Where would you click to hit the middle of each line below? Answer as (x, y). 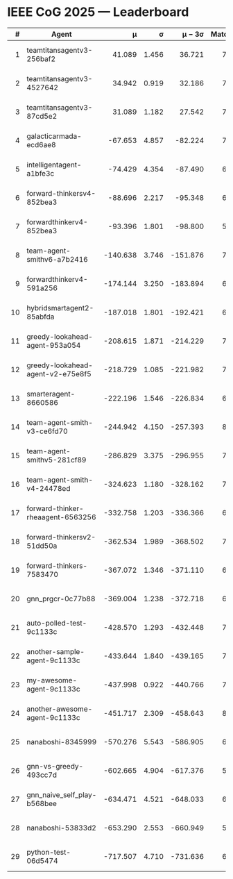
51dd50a (42, 546)
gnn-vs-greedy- (55, 766)
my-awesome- (52, 680)
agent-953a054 (54, 345)
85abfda (41, 317)
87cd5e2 (42, 116)
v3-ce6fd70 (47, 431)
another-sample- (56, 651)
